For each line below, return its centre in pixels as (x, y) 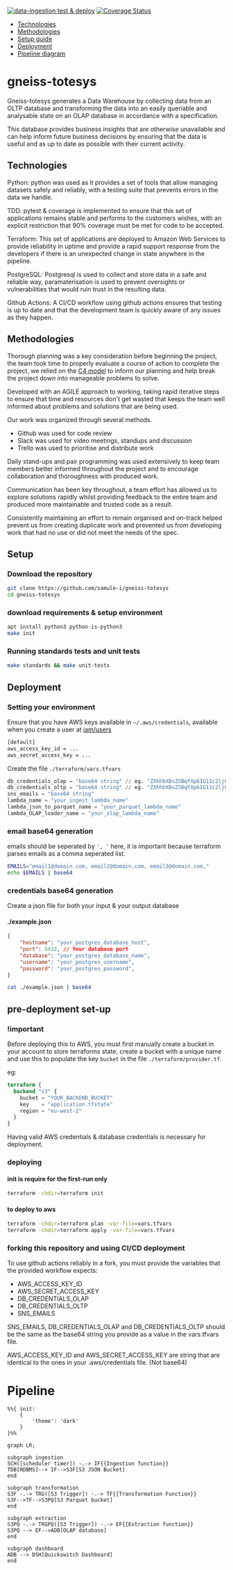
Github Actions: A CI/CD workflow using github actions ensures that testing (114, 303)
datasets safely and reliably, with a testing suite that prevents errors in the (113, 189)
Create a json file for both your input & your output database (93, 906)
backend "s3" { (35, 1091)
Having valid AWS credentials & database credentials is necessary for (106, 1137)
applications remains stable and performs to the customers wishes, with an (114, 218)
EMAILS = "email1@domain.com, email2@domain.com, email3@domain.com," (108, 867)
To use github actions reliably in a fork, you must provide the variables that (114, 1263)
